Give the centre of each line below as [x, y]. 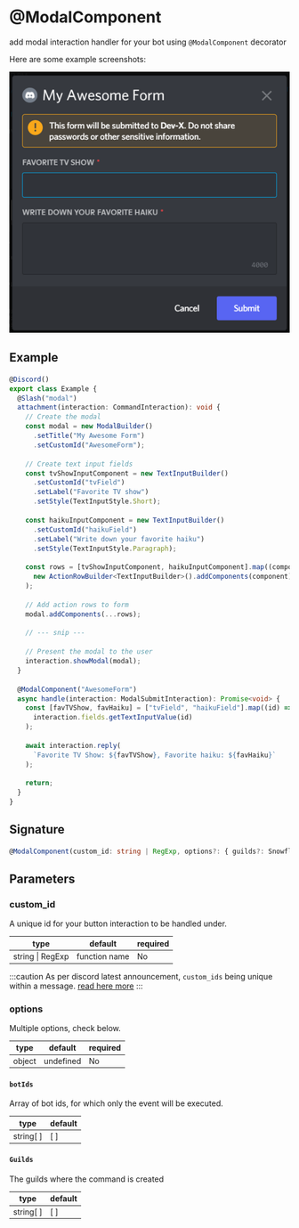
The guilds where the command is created [87, 1179]
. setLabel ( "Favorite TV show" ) [91, 492]
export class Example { [53, 389]
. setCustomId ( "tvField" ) [79, 483]
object [25, 1061]
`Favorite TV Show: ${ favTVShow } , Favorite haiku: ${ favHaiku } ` [154, 755]
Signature [37, 830]
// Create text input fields [79, 464]
